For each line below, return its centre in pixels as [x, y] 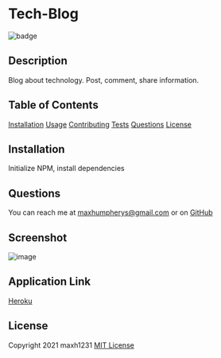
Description [38, 61]
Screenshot [38, 237]
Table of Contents [54, 105]
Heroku [20, 301]
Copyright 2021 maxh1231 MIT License [72, 345]
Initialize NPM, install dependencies [66, 169]
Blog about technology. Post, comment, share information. [104, 80]
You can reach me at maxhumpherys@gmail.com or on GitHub [111, 212]
